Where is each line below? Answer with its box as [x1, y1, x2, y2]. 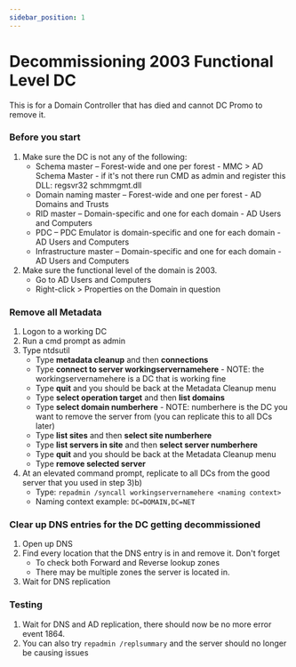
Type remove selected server [35, 459, 147, 470]
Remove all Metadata [9, 306, 102, 318]
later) [35, 421, 55, 431]
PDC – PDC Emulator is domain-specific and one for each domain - [35, 227, 282, 237]
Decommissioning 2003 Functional [9, 51, 274, 71]
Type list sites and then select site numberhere [35, 430, 212, 441]
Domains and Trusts [35, 198, 109, 209]
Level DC [9, 70, 77, 90]
